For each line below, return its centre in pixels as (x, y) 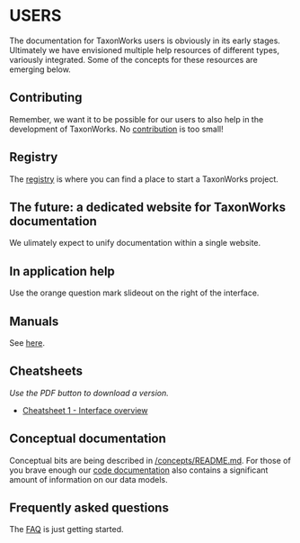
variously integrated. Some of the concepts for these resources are (134, 59)
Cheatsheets (46, 371)
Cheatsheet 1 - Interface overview (85, 410)
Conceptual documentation (88, 439)
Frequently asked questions (89, 508)
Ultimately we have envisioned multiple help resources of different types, (145, 50)
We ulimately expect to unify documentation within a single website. (135, 243)
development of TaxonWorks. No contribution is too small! (117, 129)
